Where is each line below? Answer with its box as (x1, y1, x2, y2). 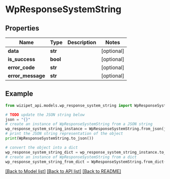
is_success (8, 56, 35, 63)
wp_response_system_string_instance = (5, 126, 87, 132)
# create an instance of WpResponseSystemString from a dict (5, 154, 137, 160)
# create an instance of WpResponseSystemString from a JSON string (5, 122, 153, 127)
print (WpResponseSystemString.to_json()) (5, 136, 94, 141)
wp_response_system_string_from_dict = (5, 159, 90, 164)
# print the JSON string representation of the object (5, 131, 123, 136)
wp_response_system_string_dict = (5, 150, 78, 155)
